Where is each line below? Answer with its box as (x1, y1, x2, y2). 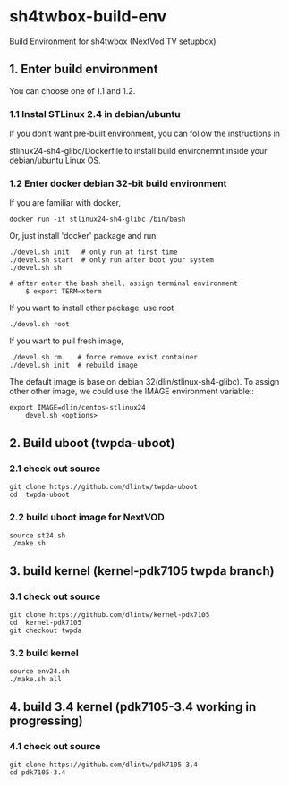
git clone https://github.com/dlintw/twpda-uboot (9, 483, 199, 492)
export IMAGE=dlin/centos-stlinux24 (9, 403, 146, 412)
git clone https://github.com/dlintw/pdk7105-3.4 (9, 760, 199, 769)
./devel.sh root (9, 320, 70, 329)
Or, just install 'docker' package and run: (9, 231, 159, 241)
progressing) (9, 713, 83, 728)
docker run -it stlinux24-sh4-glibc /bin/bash (9, 215, 186, 224)
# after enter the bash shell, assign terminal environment (9, 279, 239, 288)
